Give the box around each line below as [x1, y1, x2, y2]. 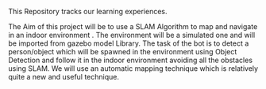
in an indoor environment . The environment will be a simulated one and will [8, 31, 256, 39]
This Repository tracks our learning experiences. [8, 7, 168, 16]
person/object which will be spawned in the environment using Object [8, 47, 237, 56]
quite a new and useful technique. [8, 72, 120, 81]
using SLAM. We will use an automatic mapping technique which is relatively [8, 64, 259, 73]
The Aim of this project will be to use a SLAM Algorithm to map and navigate [8, 22, 258, 31]
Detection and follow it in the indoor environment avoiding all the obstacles [8, 55, 253, 65]
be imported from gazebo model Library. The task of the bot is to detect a [8, 39, 249, 48]
